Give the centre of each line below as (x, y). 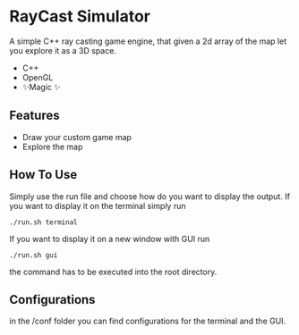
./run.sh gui (34, 255)
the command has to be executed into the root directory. (113, 272)
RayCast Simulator (80, 17)
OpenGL (38, 77)
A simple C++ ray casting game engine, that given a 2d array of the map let (148, 41)
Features (34, 116)
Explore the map (52, 147)
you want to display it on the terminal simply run (98, 205)
